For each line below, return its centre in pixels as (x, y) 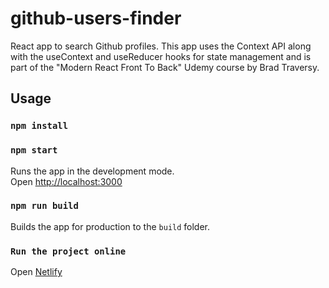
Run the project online (68, 251)
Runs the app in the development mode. (92, 171)
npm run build (44, 206)
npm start (34, 150)
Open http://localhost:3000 (66, 181)
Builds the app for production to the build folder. (110, 226)
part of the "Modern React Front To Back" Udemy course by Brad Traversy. (165, 67)
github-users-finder (96, 18)
